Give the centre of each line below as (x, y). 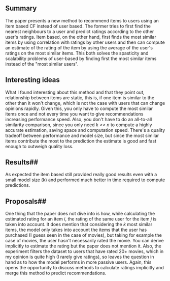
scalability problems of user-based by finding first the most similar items (81, 59)
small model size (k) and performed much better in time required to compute (85, 180)
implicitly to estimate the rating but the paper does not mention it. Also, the (83, 246)
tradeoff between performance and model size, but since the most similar (82, 135)
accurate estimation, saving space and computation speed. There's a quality (85, 130)
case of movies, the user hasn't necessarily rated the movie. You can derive (84, 241)
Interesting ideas (32, 80)
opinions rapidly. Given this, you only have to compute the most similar (79, 108)
